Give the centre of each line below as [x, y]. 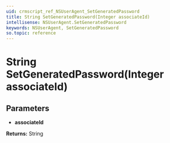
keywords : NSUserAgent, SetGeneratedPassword [62, 28]
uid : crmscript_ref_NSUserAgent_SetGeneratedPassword [73, 11]
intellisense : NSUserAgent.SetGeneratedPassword [66, 22]
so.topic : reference [31, 33]
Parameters [28, 108]
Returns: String [25, 134]
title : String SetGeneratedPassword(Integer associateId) [78, 17]
